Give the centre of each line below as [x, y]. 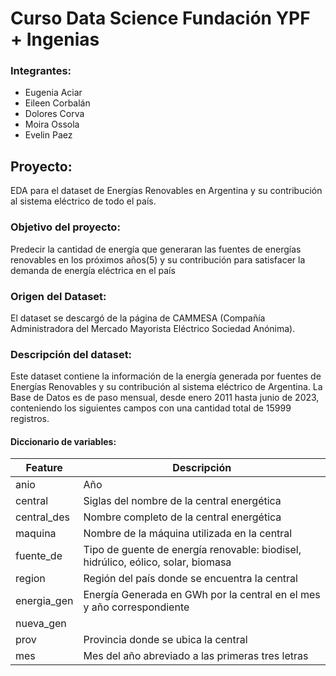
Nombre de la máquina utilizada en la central [188, 534]
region [30, 579]
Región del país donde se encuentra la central [190, 579]
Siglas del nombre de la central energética [182, 501]
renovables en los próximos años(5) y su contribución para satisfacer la [158, 259]
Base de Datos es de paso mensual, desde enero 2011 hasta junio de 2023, [165, 398]
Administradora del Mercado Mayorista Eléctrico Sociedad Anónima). [153, 328]
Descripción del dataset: [71, 354]
